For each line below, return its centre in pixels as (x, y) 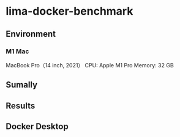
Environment (31, 34)
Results (21, 106)
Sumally (22, 85)
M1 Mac (17, 51)
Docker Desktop (37, 127)
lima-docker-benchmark (69, 11)
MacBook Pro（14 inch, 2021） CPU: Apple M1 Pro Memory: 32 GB (90, 65)
